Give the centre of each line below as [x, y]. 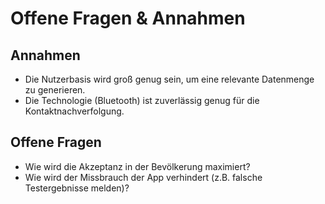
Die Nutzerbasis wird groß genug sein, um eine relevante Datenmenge [169, 79]
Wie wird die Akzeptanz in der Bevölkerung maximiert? [137, 166]
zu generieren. [55, 90]
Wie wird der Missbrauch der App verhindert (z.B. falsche [143, 177]
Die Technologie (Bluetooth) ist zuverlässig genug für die [142, 100]
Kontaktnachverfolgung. [74, 111]
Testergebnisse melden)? [77, 188]
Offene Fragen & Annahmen [128, 18]
